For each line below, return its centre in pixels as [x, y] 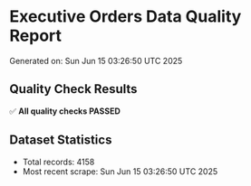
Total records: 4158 [58, 162]
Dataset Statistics [61, 140]
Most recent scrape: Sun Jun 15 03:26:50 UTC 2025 [120, 171]
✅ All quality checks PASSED [65, 111]
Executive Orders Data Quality [125, 17]
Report [35, 36]
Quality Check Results [73, 89]
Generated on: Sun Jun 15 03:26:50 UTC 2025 [96, 60]
